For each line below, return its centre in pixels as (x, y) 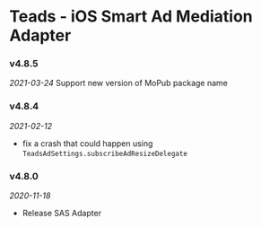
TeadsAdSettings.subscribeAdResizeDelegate (105, 153)
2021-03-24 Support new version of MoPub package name (119, 83)
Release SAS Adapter (61, 214)
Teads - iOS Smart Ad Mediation (131, 17)
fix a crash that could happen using (87, 143)
